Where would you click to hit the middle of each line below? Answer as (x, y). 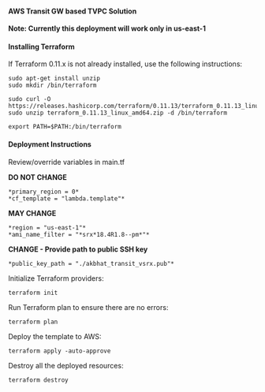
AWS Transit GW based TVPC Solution (73, 11)
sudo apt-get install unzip (54, 79)
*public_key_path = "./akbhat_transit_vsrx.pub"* (91, 263)
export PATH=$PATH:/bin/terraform (65, 127)
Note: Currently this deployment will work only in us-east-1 (107, 28)
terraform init (33, 293)
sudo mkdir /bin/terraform (52, 86)
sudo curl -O (30, 99)
